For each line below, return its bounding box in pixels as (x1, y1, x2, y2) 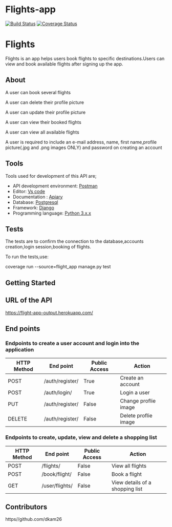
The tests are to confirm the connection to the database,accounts (5, 238, 144, 244)
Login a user (120, 389, 150, 396)
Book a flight (111, 470, 142, 477)
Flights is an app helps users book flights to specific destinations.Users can (5, 55, 165, 61)
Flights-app (5, 4, 56, 15)
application (5, 346, 34, 353)
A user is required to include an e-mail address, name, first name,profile (5, 139, 157, 145)
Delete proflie (120, 412, 153, 419)
